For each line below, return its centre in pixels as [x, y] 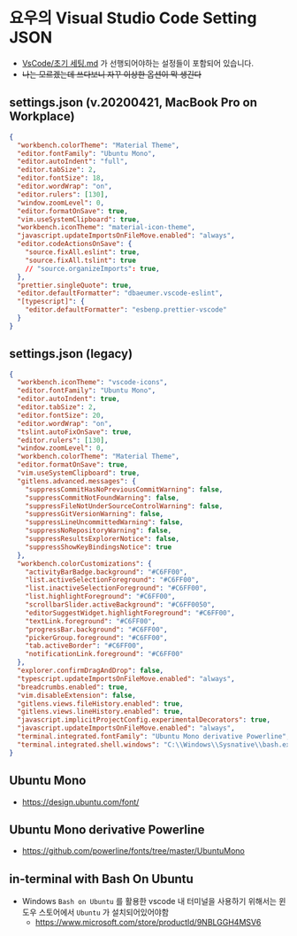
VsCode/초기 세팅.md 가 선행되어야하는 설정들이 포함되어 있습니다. [138, 63]
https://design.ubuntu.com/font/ [80, 801]
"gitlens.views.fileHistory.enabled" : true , [100, 704]
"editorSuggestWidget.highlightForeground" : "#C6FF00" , [130, 613]
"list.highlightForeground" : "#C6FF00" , [100, 597]
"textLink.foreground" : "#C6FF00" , [91, 621]
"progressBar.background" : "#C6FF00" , [96, 630]
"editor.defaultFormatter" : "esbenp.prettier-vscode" [126, 310]
